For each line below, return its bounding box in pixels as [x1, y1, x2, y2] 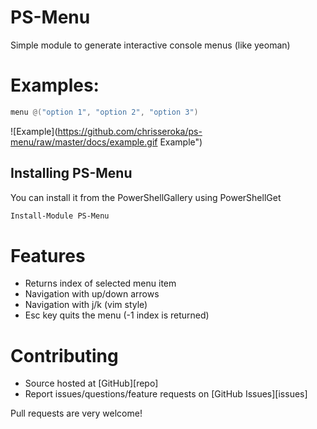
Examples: [10, 74, 100, 97]
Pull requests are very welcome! [10, 407, 143, 420]
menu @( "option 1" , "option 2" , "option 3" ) [10, 107, 199, 117]
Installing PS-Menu [10, 165, 133, 182]
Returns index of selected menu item [24, 277, 177, 290]
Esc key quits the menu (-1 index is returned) [24, 309, 210, 321]
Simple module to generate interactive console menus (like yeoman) [10, 39, 291, 51]
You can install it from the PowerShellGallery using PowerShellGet [10, 191, 282, 203]
